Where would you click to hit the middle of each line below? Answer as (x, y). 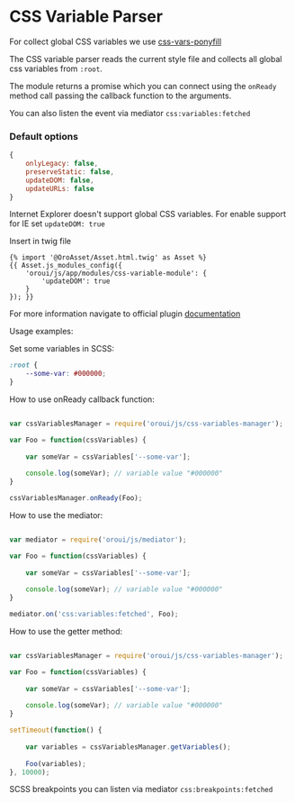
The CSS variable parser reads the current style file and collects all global (146, 59)
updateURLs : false (60, 188)
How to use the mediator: (56, 516)
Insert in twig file (40, 242)
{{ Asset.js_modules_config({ (66, 266)
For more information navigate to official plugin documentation (125, 314)
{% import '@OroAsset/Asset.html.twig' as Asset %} (108, 258)
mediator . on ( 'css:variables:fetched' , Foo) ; (94, 615)
